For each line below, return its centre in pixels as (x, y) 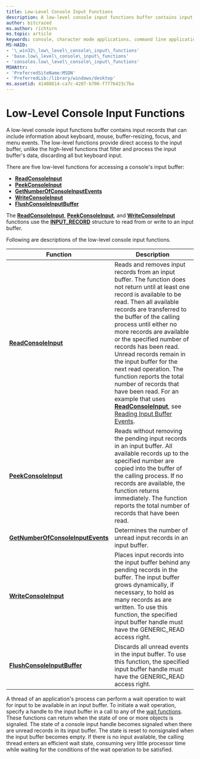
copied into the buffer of (148, 468)
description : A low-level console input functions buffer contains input (100, 17)
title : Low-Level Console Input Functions (60, 12)
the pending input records (150, 438)
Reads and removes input (150, 265)
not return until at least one (152, 287)
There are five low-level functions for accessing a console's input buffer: (95, 167)
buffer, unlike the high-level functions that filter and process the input (91, 149)
